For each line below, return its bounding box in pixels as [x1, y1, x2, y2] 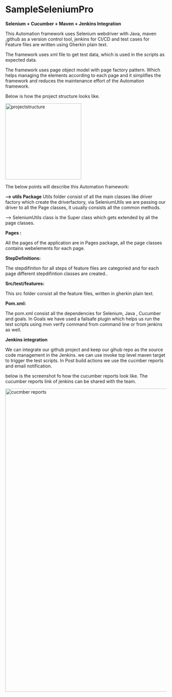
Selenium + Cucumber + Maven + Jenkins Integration [5, 21, 121, 27]
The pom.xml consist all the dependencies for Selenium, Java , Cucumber [5, 310, 161, 316]
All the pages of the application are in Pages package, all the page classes [5, 240, 162, 246]
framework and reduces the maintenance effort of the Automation [5, 78, 144, 84]
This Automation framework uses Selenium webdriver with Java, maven [5, 30, 157, 36]
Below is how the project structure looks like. [5, 93, 100, 99]
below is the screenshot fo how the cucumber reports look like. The [5, 373, 148, 379]
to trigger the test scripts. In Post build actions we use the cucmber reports [5, 357, 164, 363]
